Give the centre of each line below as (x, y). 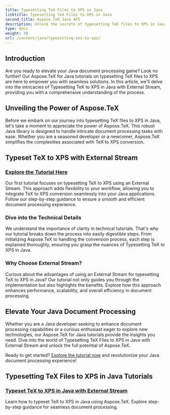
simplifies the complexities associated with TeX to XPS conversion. (75, 142)
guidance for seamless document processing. (70, 407)
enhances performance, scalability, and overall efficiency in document (78, 290)
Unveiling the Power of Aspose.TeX (62, 108)
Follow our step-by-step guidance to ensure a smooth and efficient (75, 199)
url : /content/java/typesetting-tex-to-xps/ (53, 38)
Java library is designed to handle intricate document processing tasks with (84, 131)
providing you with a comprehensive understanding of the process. (75, 92)
